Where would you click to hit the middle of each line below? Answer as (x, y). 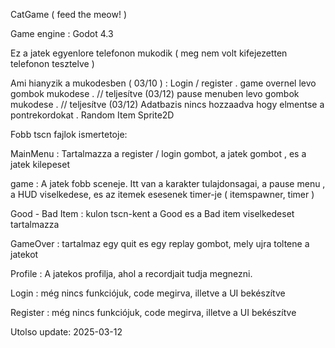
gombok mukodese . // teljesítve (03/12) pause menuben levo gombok (155, 93)
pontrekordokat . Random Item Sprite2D (92, 115)
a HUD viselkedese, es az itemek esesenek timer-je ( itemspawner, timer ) (162, 194)
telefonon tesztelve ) (52, 63)
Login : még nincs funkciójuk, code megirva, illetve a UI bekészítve (148, 293)
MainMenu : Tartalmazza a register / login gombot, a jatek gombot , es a (158, 153)
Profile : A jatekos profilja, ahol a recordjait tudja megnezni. (131, 273)
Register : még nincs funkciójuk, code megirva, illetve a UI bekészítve (153, 312)
